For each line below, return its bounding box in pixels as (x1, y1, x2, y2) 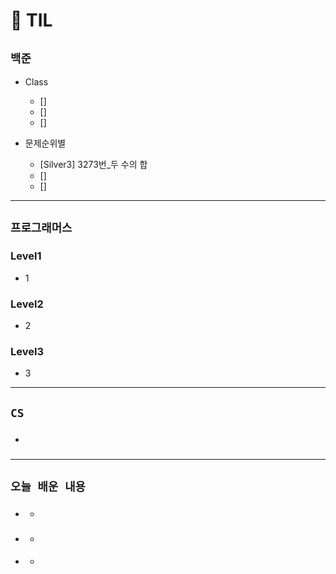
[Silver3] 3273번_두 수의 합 (39, 159, 148, 170)
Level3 (10, 344, 44, 358)
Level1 (10, 249, 42, 263)
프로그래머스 (10, 221, 73, 236)
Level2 (10, 297, 44, 311)
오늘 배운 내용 (10, 479, 86, 494)
